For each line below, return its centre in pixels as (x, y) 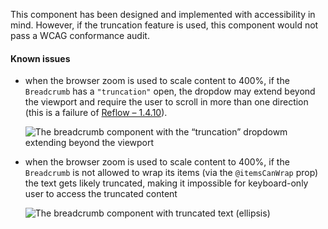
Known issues (40, 58)
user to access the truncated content (101, 194)
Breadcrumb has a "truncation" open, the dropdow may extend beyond (170, 91)
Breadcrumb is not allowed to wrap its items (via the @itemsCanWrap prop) (171, 173)
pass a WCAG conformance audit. (80, 35)
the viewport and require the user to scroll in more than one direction (166, 102)
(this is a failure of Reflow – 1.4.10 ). (96, 113)
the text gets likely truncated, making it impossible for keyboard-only (166, 183)
